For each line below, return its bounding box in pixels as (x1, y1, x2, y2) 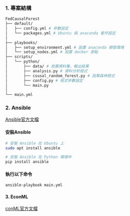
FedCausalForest (5, 16, 40, 21)
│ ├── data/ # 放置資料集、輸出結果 (5, 64, 89, 69)
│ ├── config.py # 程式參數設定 (5, 78, 83, 83)
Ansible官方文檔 (5, 116, 39, 123)
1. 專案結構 (5, 4, 32, 11)
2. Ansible (5, 104, 31, 112)
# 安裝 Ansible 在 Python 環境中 (5, 154, 72, 160)
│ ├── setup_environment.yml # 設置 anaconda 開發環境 (5, 45, 124, 50)
